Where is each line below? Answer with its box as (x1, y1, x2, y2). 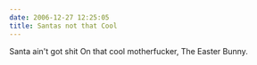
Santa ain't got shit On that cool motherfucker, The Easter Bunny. (9, 45, 248, 56)
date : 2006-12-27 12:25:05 (9, 12, 110, 22)
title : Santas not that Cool (9, 21, 118, 30)
